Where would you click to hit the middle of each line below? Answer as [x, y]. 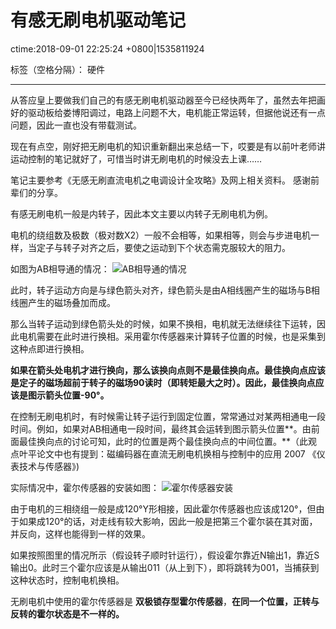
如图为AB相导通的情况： [60, 268]
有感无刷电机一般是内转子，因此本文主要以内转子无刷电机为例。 [141, 213]
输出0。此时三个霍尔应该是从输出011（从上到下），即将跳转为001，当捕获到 [165, 567]
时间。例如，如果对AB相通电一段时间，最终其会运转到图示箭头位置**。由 [161, 428]
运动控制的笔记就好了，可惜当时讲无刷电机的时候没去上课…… [136, 158]
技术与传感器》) [49, 466]
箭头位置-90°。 [77, 395]
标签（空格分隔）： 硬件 [57, 69]
